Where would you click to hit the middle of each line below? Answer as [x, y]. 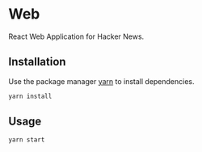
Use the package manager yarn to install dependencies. [102, 81]
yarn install [30, 96]
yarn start [27, 140]
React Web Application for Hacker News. [76, 36]
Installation [37, 62]
